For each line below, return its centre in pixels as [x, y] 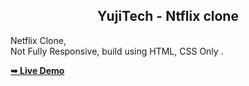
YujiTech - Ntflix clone [168, 16]
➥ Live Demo [37, 70]
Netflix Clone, [38, 40]
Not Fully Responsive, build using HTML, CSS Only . [117, 51]
